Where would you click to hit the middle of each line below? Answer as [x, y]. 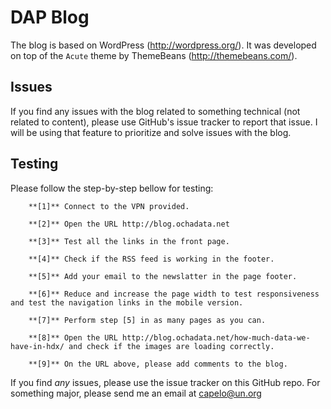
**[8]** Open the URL [73, 337]
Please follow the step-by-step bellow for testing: [112, 188]
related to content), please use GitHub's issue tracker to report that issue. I [164, 122]
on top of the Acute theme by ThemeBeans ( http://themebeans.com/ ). [154, 55]
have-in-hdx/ [37, 346]
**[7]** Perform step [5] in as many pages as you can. [147, 320]
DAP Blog [50, 17]
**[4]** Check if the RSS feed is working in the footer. [151, 259]
